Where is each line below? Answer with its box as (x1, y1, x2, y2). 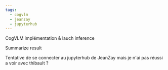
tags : (5, 7, 17, 13)
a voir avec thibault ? (5, 60, 49, 66)
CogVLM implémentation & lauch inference (5, 35, 95, 41)
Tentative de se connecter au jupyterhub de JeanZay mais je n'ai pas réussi (5, 55, 163, 61)
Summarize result (5, 45, 42, 51)
